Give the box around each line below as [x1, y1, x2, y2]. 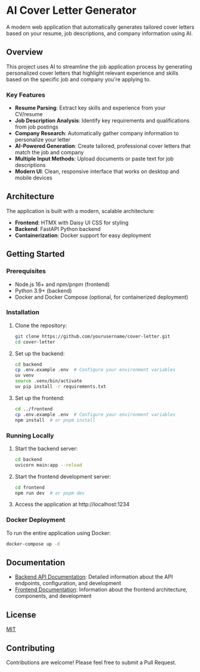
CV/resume [14, 111, 43, 118]
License [6, 610, 36, 620]
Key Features [6, 90, 46, 99]
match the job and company [14, 149, 84, 156]
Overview [6, 47, 44, 57]
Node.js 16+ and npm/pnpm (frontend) [14, 281, 110, 288]
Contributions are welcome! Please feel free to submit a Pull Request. [6, 659, 177, 666]
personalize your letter [14, 136, 70, 144]
